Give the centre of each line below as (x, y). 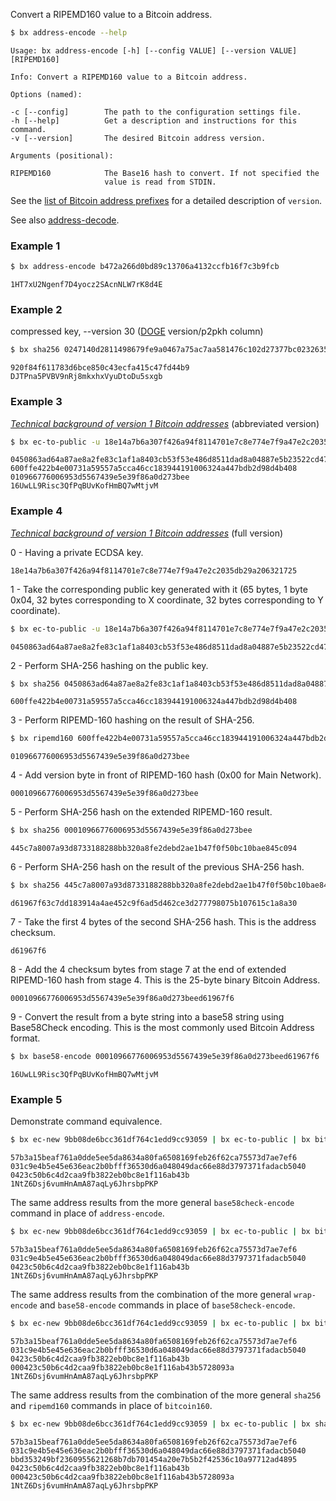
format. (25, 1038)
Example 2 (36, 309)
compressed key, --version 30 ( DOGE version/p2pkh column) (137, 331)
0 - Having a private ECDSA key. (77, 552)
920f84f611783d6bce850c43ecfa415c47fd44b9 (100, 368)
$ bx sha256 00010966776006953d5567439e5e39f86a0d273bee (131, 830)
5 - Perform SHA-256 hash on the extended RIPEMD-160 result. (141, 812)
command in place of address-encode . (87, 1213)
